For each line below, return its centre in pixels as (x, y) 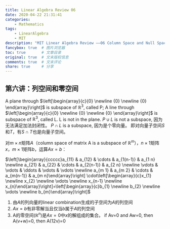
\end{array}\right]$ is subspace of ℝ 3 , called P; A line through (70, 107)
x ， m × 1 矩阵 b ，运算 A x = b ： (36, 149)
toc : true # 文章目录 (33, 52)
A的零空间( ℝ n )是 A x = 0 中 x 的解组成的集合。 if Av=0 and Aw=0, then (83, 215)
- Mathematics (29, 24)
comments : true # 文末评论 (33, 62)
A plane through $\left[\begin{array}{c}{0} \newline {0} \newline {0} (76, 101)
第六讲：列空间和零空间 (42, 89)
